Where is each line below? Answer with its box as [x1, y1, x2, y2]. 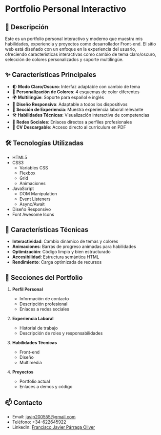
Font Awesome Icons [12, 211, 55, 217]
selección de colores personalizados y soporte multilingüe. [5, 57, 123, 62]
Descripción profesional [19, 301, 68, 307]
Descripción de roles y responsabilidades [19, 331, 103, 336]
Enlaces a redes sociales [19, 306, 70, 312]
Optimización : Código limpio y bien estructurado [12, 249, 111, 255]
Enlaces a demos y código [19, 384, 73, 390]
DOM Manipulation [19, 190, 57, 196]
